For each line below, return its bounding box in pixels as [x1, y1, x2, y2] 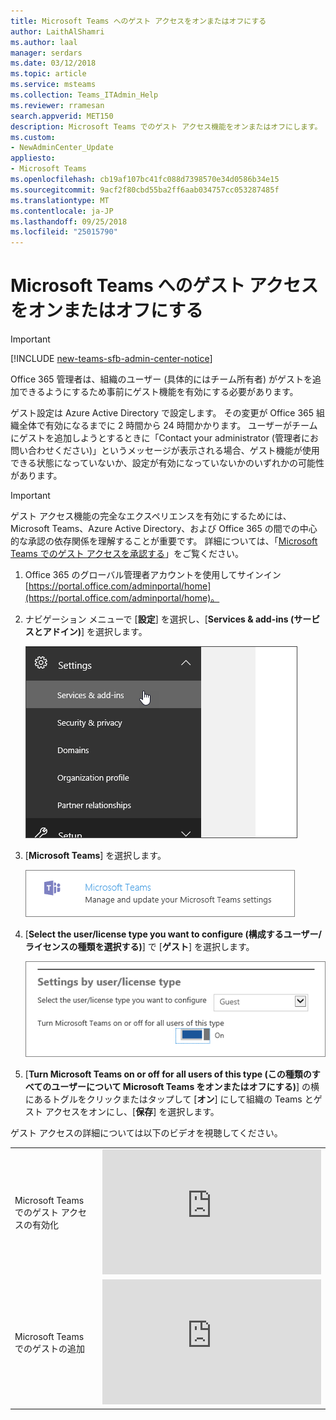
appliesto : [10, 153, 56, 164]
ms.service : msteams [10, 80, 97, 90]
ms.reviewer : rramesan [10, 100, 105, 110]
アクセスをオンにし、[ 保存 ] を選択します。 [44, 1106, 220, 1118]
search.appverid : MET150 [10, 111, 114, 121]
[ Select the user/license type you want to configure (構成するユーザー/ [24, 928, 322, 940]
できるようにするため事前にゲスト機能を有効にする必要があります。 [18, 386, 299, 398]
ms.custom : [10, 132, 56, 142]
